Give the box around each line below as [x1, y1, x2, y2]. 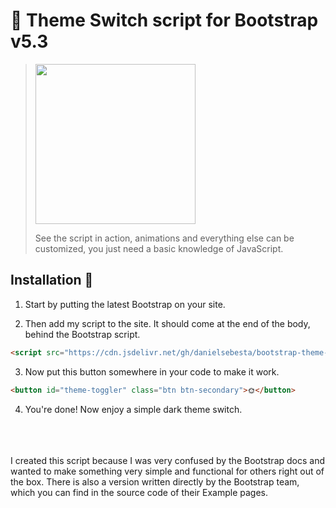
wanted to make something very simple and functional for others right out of [10, 465, 325, 477]
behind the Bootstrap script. [24, 328, 141, 340]
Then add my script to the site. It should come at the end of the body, [24, 317, 311, 329]
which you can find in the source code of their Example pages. [10, 486, 269, 498]
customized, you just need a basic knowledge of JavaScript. [34, 242, 284, 254]
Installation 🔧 [10, 272, 94, 289]
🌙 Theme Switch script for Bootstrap [10, 9, 319, 32]
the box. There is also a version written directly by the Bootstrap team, [10, 475, 300, 488]
